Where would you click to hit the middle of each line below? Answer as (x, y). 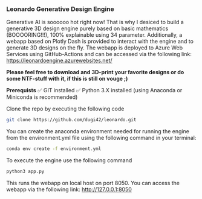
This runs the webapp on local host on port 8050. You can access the (93, 183)
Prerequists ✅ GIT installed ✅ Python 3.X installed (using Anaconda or (94, 90)
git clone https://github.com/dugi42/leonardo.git (71, 120)
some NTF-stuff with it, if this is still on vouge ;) (67, 79)
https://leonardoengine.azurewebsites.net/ (60, 61)
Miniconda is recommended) (42, 97)
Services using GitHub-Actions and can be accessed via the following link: (99, 54)
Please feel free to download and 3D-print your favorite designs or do (95, 72)
